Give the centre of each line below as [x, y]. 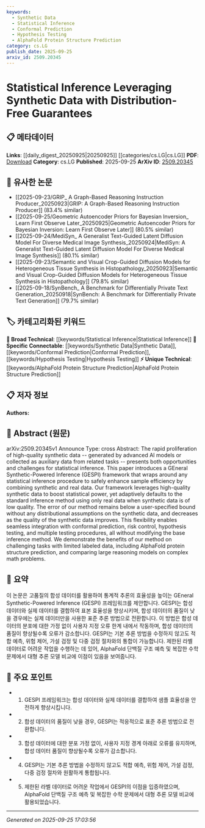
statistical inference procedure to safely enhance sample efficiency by [95, 481]
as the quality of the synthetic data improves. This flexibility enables [92, 519]
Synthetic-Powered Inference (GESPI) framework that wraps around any [97, 474]
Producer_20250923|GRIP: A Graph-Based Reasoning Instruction [97, 204]
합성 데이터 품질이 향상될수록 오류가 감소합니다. [81, 751]
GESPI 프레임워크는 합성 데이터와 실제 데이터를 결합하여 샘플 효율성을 [107, 699]
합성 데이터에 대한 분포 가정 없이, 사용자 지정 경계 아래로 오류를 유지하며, [110, 743]
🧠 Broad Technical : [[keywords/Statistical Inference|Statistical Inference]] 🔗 [102, 340]
